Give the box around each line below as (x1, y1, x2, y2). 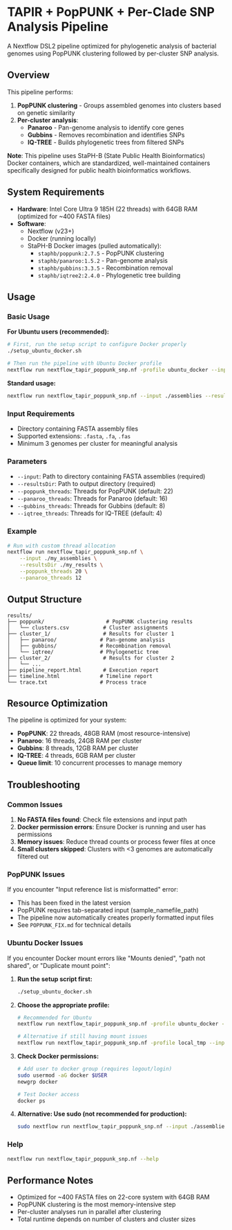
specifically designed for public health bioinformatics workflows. (7, 166, 191, 174)
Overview (7, 69, 50, 81)
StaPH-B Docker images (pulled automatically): (27, 241, 162, 250)
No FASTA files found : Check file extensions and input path (17, 815, 188, 824)
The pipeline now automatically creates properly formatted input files (17, 913, 214, 922)
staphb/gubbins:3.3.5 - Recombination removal (37, 263, 173, 272)
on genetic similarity (17, 108, 75, 116)
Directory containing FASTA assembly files (17, 424, 139, 433)
